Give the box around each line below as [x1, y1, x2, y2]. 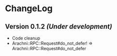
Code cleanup [12, 35, 40, 41]
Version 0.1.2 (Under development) [5, 22, 113, 31]
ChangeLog [5, 3, 53, 14]
